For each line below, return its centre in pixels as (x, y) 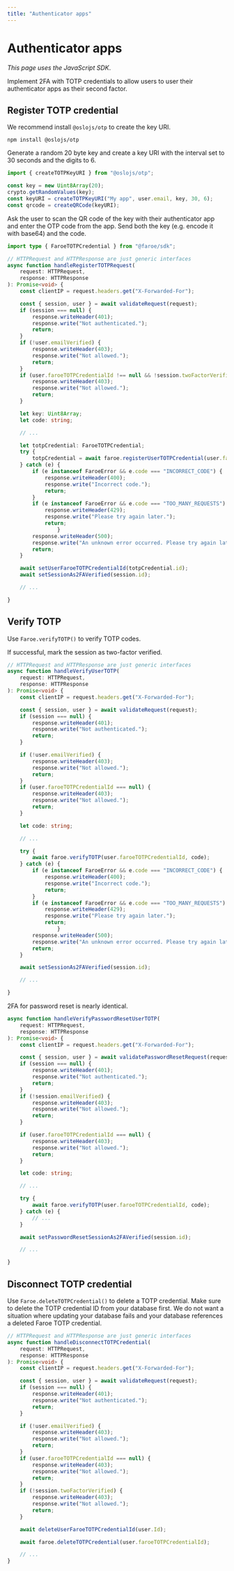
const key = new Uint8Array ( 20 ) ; (56, 186)
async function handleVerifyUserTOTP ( (63, 671)
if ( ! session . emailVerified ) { (65, 1096)
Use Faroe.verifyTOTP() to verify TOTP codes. (74, 639)
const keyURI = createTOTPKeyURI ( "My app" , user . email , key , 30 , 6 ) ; (110, 199)
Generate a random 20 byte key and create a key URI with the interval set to (116, 153)
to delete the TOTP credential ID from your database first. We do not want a (116, 1308)
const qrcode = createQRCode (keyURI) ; (63, 205)
